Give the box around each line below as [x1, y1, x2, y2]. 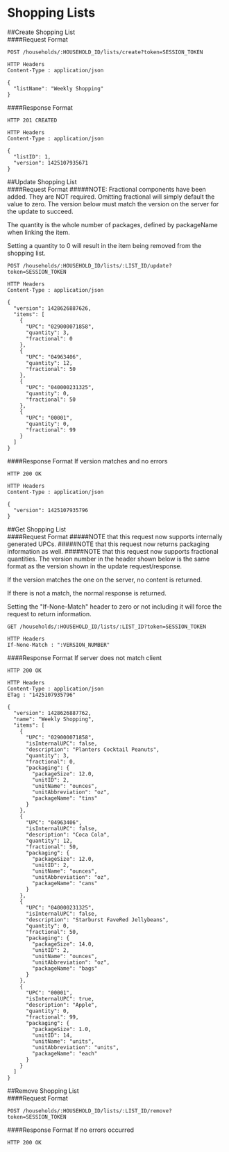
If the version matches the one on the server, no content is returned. [7, 575, 203, 584]
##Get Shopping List [7, 525, 67, 533]
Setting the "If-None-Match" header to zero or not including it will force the [7, 602, 222, 611]
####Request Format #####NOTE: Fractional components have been [7, 185, 206, 193]
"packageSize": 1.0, [32, 1026, 92, 1032]
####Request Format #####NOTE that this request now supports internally [7, 532, 223, 541]
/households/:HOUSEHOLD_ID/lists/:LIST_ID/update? [22, 262, 172, 269]
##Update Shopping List [7, 177, 77, 186]
